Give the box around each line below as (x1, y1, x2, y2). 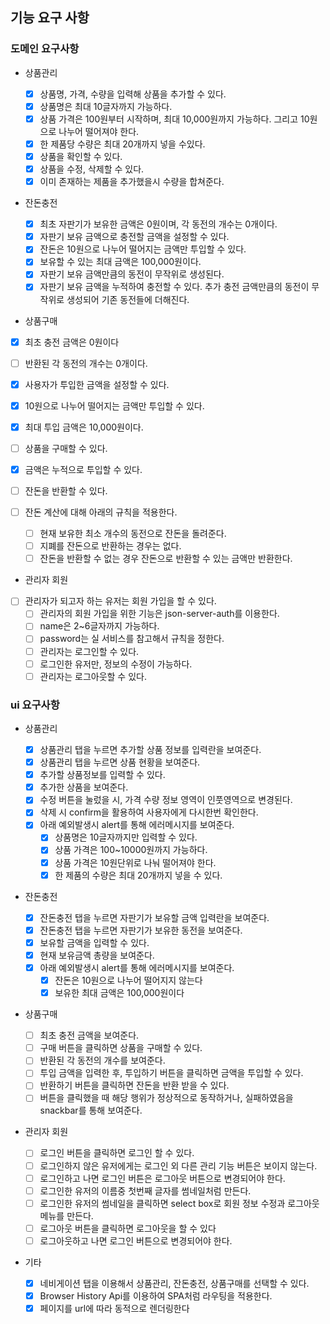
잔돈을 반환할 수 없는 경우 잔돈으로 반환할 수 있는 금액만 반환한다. (39, 553, 293, 565)
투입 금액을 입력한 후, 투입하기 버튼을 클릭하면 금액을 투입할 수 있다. (39, 1067, 304, 1079)
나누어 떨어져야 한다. (58, 125, 140, 137)
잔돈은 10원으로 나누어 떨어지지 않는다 (54, 974, 203, 986)
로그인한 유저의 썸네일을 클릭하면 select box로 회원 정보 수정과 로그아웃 (39, 1197, 320, 1209)
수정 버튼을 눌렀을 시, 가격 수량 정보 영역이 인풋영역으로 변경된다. (39, 794, 293, 806)
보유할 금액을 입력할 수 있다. (39, 936, 150, 948)
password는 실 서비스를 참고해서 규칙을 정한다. (39, 633, 225, 645)
